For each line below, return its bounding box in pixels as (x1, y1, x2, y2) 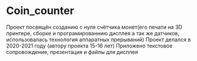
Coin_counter (6, 4, 74, 18)
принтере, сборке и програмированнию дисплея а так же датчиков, (6, 29, 180, 36)
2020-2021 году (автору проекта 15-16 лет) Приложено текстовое (6, 42, 173, 49)
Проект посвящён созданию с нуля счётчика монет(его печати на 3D (6, 23, 183, 30)
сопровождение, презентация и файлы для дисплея (6, 48, 138, 55)
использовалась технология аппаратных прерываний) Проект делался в (6, 36, 191, 43)
